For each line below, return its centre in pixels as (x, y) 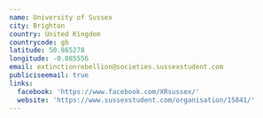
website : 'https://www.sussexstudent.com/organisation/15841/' (136, 100)
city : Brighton (37, 26)
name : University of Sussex (61, 17)
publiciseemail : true (49, 75)
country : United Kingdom (55, 34)
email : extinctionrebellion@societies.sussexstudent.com (116, 67)
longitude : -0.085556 (49, 59)
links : (21, 83)
